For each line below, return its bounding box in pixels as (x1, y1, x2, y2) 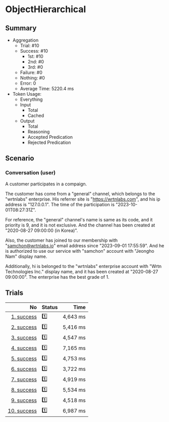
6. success (11, 366, 37, 372)
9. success (11, 397, 37, 404)
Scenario (5, 154, 34, 163)
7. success (11, 376, 37, 383)
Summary (5, 24, 37, 32)
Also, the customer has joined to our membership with (5, 237, 118, 243)
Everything (20, 96, 43, 102)
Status (41, 303, 58, 311)
